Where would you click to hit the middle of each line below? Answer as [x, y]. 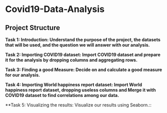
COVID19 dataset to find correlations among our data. [62, 95]
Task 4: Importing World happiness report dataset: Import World [74, 84]
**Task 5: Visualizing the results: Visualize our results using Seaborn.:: [78, 105]
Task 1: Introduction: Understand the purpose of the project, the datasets [83, 39]
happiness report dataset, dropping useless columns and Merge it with [81, 90]
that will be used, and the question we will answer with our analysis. [77, 45]
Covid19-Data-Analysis [55, 9]
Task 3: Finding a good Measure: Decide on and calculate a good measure [84, 69]
